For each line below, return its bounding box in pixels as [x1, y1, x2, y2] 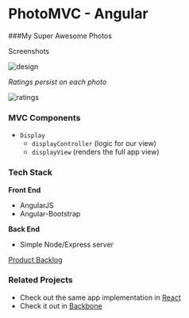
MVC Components [8, 112, 81, 123]
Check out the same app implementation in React [19, 293, 181, 302]
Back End [8, 224, 40, 234]
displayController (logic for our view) [31, 139, 157, 148]
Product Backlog [8, 255, 63, 264]
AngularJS [19, 200, 54, 210]
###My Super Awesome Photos [8, 31, 113, 40]
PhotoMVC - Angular [8, 5, 148, 23]
